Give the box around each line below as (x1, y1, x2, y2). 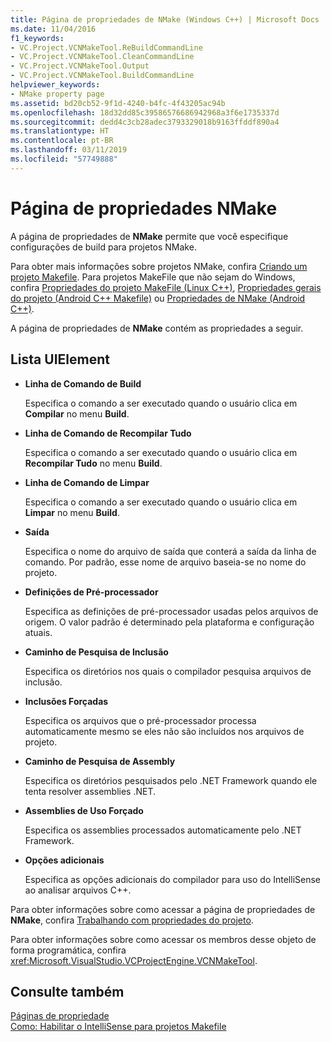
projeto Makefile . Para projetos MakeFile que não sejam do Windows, (10, 271, 296, 283)
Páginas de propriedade (10, 1010, 110, 1022)
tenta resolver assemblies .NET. (24, 785, 157, 797)
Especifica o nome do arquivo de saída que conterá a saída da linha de (24, 545, 317, 557)
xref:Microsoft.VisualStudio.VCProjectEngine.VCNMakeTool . (10, 954, 258, 966)
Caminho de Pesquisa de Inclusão (24, 646, 169, 658)
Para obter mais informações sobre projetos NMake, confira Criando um (10, 260, 308, 272)
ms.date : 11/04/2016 (10, 24, 97, 34)
